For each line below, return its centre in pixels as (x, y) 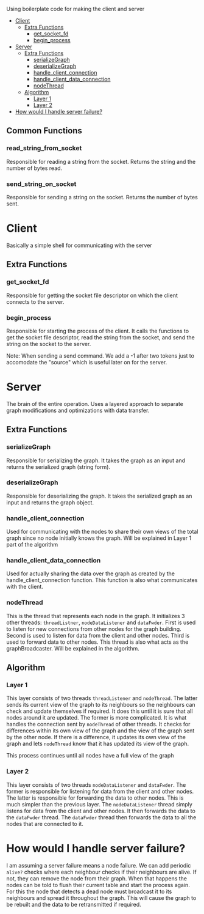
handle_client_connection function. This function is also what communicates (102, 580)
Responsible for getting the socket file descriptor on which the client (92, 295)
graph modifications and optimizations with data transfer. (78, 410)
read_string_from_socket (44, 148)
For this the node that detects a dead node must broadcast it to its (89, 891)
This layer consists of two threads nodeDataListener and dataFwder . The (96, 784)
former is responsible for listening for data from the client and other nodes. (100, 791)
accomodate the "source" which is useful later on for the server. (87, 362)
